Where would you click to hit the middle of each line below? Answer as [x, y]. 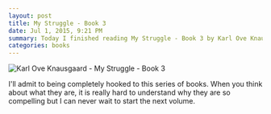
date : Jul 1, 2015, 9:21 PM [56, 31]
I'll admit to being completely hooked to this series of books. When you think [135, 84]
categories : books [39, 46]
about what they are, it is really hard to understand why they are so [120, 92]
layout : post [30, 16]
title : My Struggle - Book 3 [57, 23]
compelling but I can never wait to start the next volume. [102, 101]
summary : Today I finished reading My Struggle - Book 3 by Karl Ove [128, 38]
